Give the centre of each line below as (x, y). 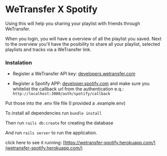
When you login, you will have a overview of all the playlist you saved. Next (83, 39)
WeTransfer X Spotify (51, 9)
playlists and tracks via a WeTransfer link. (48, 49)
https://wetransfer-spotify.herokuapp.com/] (110, 143)
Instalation (19, 63)
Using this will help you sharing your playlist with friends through (73, 23)
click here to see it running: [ (35, 143)
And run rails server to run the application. (51, 133)
